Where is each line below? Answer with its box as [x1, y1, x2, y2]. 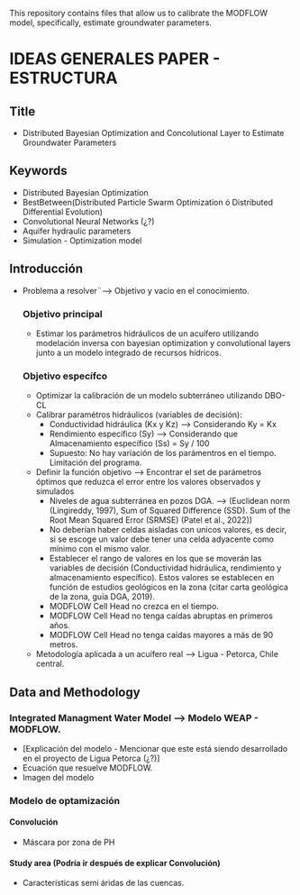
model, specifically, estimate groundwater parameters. [9, 17, 212, 28]
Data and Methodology [9, 684, 141, 699]
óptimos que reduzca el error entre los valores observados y [35, 477, 261, 488]
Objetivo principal [22, 307, 103, 320]
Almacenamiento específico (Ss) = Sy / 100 [49, 438, 210, 449]
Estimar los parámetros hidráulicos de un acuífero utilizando [35, 328, 259, 339]
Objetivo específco [22, 370, 108, 382]
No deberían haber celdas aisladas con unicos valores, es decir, [49, 525, 286, 535]
